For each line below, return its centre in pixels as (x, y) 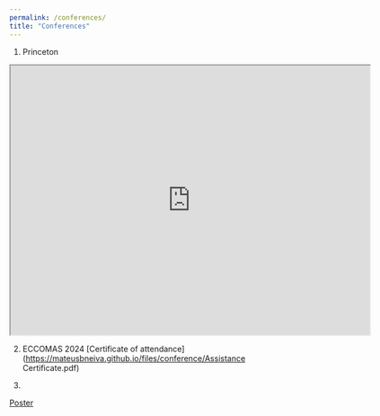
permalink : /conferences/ (57, 18)
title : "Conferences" (50, 26)
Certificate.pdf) (51, 367)
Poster (22, 403)
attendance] (162, 349)
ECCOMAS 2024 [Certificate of (80, 349)
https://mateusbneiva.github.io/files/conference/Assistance (136, 358)
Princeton (40, 51)
